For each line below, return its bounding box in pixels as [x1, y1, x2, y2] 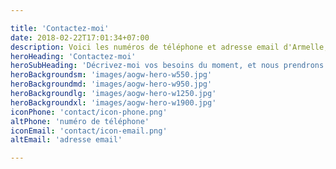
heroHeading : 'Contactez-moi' [10, 51, 137, 61]
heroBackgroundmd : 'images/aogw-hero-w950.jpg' [10, 79, 213, 90]
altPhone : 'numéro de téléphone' [10, 116, 150, 126]
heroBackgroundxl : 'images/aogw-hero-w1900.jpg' [10, 97, 217, 108]
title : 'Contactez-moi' [10, 23, 110, 33]
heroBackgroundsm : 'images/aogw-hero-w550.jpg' [10, 70, 213, 80]
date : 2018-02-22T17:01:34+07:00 [10, 32, 150, 43]
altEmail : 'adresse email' [10, 135, 123, 145]
